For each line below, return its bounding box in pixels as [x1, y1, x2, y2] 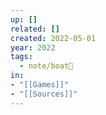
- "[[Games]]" [10, 80, 70, 90]
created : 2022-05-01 [10, 33, 97, 43]
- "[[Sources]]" [10, 89, 78, 99]
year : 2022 [10, 42, 56, 53]
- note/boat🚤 [19, 61, 74, 71]
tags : [10, 52, 33, 62]
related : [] [10, 24, 60, 34]
